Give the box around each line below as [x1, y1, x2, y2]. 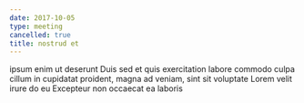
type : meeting [9, 22, 64, 31]
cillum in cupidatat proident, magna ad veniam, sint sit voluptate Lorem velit [9, 74, 293, 85]
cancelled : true [9, 30, 71, 39]
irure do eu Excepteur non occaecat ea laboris [9, 83, 184, 94]
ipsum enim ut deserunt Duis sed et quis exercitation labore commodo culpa [9, 64, 296, 75]
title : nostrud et [9, 38, 79, 48]
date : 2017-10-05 [9, 13, 76, 23]
